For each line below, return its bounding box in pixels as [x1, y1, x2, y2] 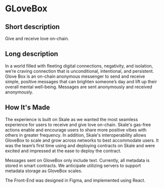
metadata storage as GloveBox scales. [5, 168, 82, 174]
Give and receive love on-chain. [5, 35, 70, 41]
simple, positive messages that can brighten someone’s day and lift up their [5, 78, 157, 84]
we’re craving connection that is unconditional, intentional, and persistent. [5, 68, 154, 74]
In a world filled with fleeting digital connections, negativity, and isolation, [5, 63, 153, 69]
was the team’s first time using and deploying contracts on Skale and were [5, 142, 155, 148]
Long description [5, 50, 58, 58]
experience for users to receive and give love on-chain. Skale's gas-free [5, 122, 151, 127]
